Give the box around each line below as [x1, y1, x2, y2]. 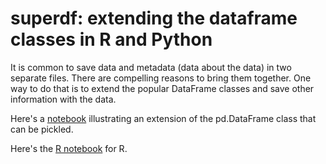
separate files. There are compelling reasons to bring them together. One [10, 72, 312, 84]
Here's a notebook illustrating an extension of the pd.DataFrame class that [10, 112, 317, 124]
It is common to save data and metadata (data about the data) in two [10, 61, 292, 73]
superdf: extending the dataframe [10, 7, 298, 30]
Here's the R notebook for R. [10, 142, 128, 154]
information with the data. [10, 93, 117, 105]
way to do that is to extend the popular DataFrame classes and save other [10, 82, 315, 94]
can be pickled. [10, 123, 74, 135]
